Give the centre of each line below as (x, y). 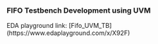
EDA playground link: (37, 26)
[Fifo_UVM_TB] (90, 26)
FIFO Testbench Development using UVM (79, 10)
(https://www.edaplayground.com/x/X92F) (68, 33)
